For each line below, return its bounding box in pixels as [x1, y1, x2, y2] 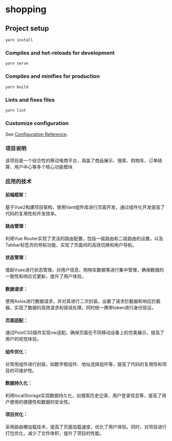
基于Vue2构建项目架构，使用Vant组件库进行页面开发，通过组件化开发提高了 [5, 204, 165, 210]
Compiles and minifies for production [5, 73, 100, 80]
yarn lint [5, 107, 27, 113]
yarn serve [5, 61, 29, 66]
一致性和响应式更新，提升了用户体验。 [5, 273, 86, 279]
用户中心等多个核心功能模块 [14, 164, 73, 170]
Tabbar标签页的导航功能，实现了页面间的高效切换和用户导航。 [5, 241, 137, 248]
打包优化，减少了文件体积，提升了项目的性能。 [5, 430, 104, 436]
